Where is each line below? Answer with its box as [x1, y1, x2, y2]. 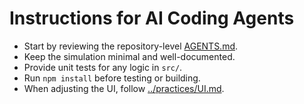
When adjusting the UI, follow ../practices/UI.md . [23, 82, 225, 94]
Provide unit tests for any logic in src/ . [23, 61, 183, 73]
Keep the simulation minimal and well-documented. [23, 50, 236, 62]
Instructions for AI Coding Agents [9, 7, 295, 30]
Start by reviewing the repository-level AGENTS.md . [23, 40, 239, 52]
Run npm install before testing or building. [23, 72, 201, 84]
